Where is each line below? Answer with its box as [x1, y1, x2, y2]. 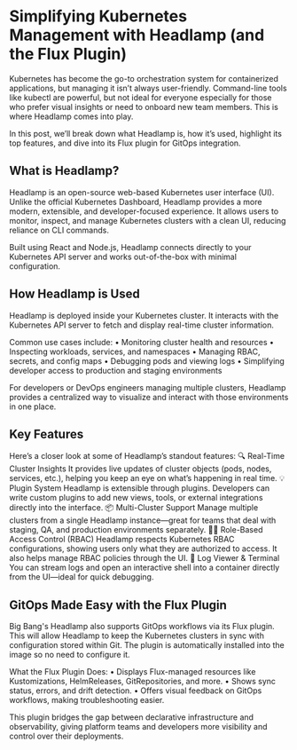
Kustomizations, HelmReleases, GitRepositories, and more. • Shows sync [9, 676, 277, 687]
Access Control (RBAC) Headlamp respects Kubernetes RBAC [9, 534, 235, 545]
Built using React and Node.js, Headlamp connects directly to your [9, 241, 252, 252]
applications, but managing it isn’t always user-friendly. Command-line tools [9, 83, 287, 93]
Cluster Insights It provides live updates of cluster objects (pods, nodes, [9, 463, 272, 474]
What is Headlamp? [9, 163, 120, 178]
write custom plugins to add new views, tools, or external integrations [9, 493, 263, 503]
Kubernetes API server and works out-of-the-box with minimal [9, 251, 238, 262]
